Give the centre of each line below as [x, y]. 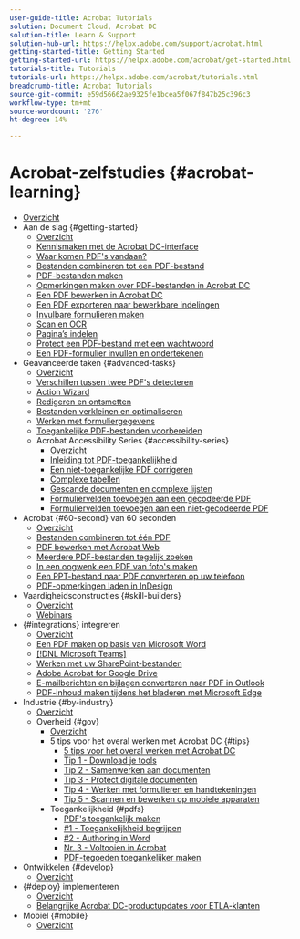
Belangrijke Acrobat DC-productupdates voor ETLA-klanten [148, 906]
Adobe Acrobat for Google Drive [97, 673]
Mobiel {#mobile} [55, 916]
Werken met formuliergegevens [95, 422]
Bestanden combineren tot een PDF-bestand [120, 266]
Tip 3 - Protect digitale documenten [130, 780]
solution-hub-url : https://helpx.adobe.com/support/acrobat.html [136, 43]
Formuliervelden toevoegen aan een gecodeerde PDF [150, 499]
